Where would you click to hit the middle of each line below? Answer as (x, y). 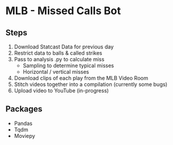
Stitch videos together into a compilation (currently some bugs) (91, 84)
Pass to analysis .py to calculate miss (59, 59)
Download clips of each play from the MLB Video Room (81, 78)
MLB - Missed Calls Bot (63, 11)
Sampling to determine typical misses (68, 65)
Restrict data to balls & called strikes (58, 53)
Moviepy (25, 136)
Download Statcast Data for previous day (64, 47)
